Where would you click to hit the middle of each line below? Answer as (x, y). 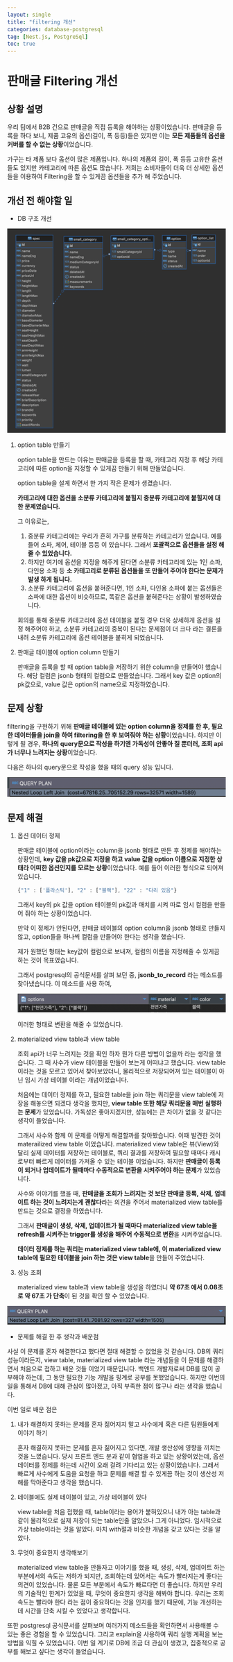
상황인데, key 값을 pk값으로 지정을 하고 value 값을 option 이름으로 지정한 (116, 859)
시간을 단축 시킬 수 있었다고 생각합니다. (77, 1611)
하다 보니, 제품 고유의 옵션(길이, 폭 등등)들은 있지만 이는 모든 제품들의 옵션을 (122, 136)
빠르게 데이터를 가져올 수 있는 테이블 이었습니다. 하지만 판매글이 (122, 1162)
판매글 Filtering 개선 (62, 82)
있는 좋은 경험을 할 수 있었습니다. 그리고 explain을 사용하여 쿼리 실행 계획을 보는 (115, 1634)
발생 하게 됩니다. (50, 579)
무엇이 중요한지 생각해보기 (53, 1552)
